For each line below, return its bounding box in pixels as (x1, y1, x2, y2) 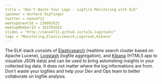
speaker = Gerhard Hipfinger (5, 12, 64, 17)
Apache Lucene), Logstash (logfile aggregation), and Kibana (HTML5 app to (5, 52, 158, 58)
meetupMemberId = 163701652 (5, 25, 62, 30)
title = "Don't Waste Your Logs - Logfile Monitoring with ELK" (5, 7, 138, 12)
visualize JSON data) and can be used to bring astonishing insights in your (5, 58, 154, 64)
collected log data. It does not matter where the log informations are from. (5, 63, 153, 68)
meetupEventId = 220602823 (5, 20, 60, 26)
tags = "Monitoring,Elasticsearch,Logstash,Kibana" (5, 34, 112, 39)
